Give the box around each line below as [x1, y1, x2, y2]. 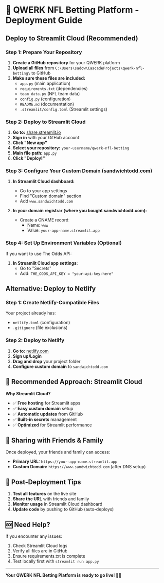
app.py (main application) [19, 80, 71, 86]
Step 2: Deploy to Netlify [5, 337, 65, 344]
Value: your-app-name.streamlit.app [27, 227, 100, 233]
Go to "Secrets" [19, 265, 52, 271]
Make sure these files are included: [12, 75, 86, 81]
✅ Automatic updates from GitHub [12, 411, 83, 417]
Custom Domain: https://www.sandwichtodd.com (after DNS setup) [12, 464, 146, 470]
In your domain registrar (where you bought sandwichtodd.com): [12, 208, 147, 214]
